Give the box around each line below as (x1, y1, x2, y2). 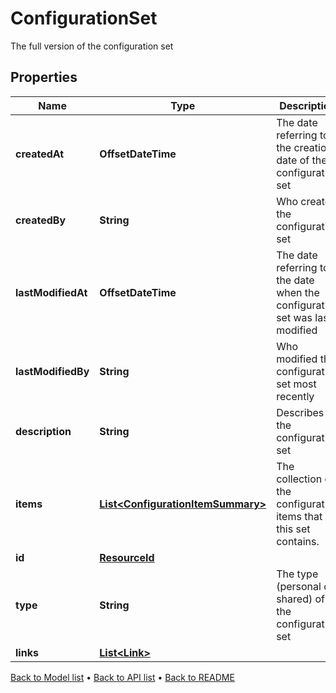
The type (276, 567, 319, 581)
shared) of (276, 592, 325, 606)
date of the (276, 153, 328, 167)
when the (276, 285, 320, 299)
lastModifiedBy (15, 364, 90, 378)
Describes (276, 405, 325, 419)
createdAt (15, 147, 65, 161)
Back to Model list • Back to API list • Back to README (10, 671, 235, 683)
